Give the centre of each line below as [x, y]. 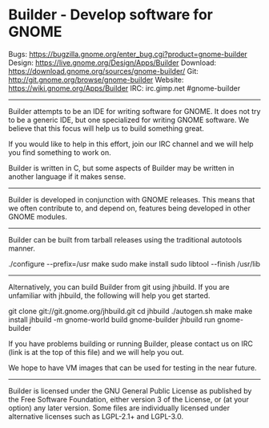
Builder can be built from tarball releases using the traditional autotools [125, 239]
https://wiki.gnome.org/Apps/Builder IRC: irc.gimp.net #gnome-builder [124, 88]
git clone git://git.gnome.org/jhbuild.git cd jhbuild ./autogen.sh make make [130, 311]
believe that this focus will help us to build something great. [106, 128]
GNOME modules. [38, 216]
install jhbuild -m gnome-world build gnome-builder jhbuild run [112, 320]
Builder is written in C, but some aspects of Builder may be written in [121, 168]
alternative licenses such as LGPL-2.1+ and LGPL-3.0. [96, 416]
